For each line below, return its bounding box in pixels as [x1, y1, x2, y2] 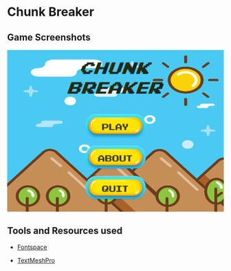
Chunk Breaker [7, 4, 95, 20]
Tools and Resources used [7, 225, 123, 237]
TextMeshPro [16, 257, 55, 265]
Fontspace [16, 243, 47, 251]
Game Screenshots [7, 32, 91, 43]
